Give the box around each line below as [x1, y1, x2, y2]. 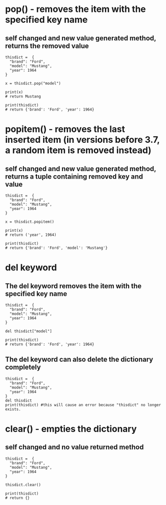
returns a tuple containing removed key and [5, 172, 143, 181]
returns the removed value [5, 41, 89, 50]
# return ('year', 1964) [5, 232, 57, 237]
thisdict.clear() [5, 482, 41, 487]
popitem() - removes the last [5, 123, 125, 135]
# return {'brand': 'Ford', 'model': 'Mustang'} [5, 245, 108, 250]
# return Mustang [5, 94, 41, 99]
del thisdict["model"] [5, 329, 52, 334]
